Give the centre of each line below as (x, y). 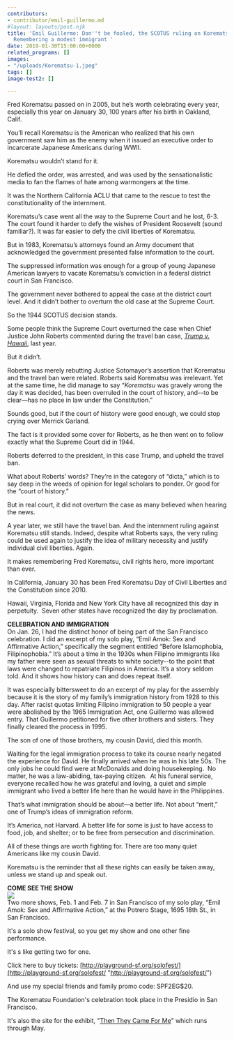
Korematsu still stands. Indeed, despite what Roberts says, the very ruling (112, 533)
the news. (22, 512)
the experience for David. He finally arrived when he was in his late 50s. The (117, 761)
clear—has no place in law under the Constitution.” (80, 400)
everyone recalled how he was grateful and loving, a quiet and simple (107, 784)
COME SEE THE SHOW (40, 888)
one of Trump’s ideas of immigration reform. (70, 812)
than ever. (22, 569)
